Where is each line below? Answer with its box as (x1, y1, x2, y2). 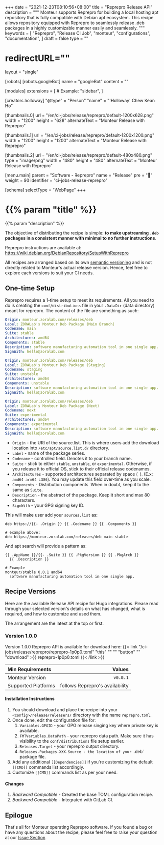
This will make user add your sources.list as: (5, 512, 98, 518)
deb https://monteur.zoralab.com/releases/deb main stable (5, 534, 128, 539)
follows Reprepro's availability (60, 682, 129, 689)
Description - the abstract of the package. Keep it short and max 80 (12, 492, 150, 498)
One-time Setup (5, 284, 55, 292)
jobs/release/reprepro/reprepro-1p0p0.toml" (5, 649, 94, 655)
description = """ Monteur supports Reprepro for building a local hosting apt (5, 9, 159, 15)
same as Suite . (12, 487, 43, 493)
